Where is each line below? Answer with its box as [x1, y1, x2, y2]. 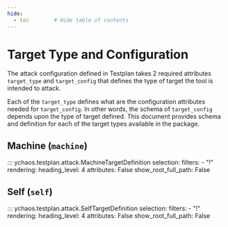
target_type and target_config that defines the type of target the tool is [7, 77, 213, 85]
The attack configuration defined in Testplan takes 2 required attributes [7, 69, 212, 78]
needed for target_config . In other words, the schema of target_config [7, 105, 213, 113]
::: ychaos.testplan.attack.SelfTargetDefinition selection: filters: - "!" [7, 204, 201, 212]
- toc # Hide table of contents [13, 17, 129, 24]
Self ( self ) [7, 185, 54, 198]
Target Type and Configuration [7, 47, 189, 62]
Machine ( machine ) [7, 140, 88, 151]
